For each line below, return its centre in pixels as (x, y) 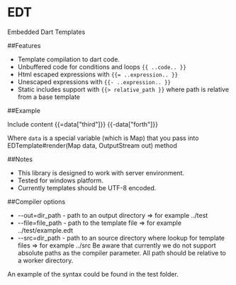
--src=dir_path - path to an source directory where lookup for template (121, 238)
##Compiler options (36, 202)
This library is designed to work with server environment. (101, 173)
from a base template (49, 97)
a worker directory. (45, 260)
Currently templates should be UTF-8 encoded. (87, 187)
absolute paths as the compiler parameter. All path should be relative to (122, 252)
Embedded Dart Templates (46, 32)
